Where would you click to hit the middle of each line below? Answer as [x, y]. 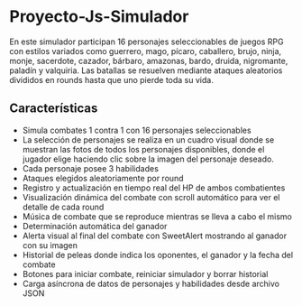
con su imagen [50, 245]
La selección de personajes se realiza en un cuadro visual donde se [148, 139]
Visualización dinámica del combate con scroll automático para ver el [151, 197]
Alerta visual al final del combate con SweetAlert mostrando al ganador [154, 236]
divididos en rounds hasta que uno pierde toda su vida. [111, 79]
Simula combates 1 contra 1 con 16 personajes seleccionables [137, 130]
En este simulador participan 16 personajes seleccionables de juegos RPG [146, 42]
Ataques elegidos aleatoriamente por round [103, 178]
